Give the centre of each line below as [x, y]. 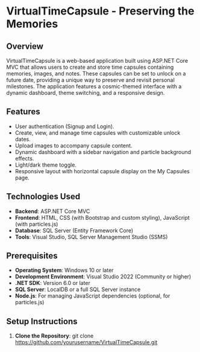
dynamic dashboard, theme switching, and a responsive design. [86, 93]
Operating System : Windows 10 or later [64, 270]
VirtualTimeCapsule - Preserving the [100, 11]
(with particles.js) [36, 224]
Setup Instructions [42, 321]
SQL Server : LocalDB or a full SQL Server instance [78, 290]
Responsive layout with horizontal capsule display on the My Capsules [102, 171]
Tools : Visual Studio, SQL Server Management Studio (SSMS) [91, 237]
